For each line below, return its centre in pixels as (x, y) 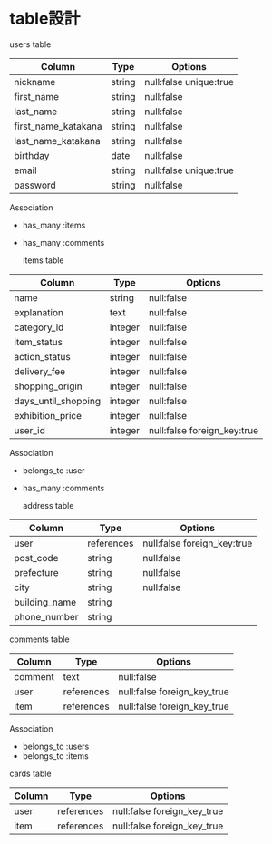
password (35, 185)
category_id (39, 327)
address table (48, 505)
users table (30, 44)
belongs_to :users (56, 746)
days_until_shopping (58, 401)
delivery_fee (40, 371)
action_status (42, 356)
